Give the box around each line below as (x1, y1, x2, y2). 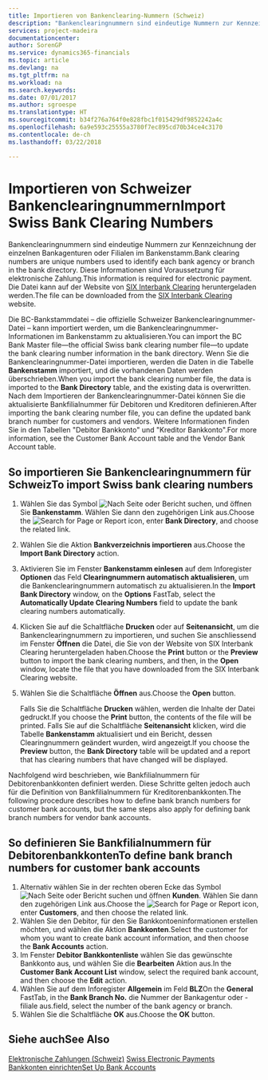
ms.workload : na (8, 78, 62, 86)
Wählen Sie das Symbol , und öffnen (19, 499, 252, 508)
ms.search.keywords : (8, 86, 77, 94)
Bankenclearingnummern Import (8, 197, 226, 214)
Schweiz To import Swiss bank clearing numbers (8, 477, 254, 492)
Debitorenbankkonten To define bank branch (8, 848, 233, 862)
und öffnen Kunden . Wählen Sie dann (134, 891, 258, 900)
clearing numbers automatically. (19, 607, 126, 616)
